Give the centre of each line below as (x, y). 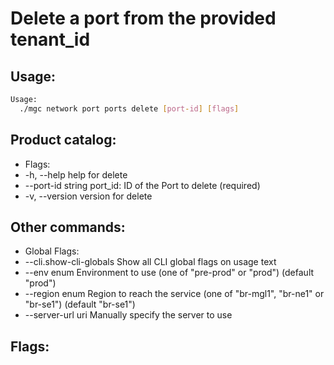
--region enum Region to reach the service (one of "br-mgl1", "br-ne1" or (174, 294)
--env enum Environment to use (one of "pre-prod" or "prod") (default (169, 273)
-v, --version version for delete (88, 196)
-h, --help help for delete (76, 174)
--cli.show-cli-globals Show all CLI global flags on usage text (150, 262)
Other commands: (68, 227)
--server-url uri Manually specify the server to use (128, 315)
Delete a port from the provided (143, 18)
